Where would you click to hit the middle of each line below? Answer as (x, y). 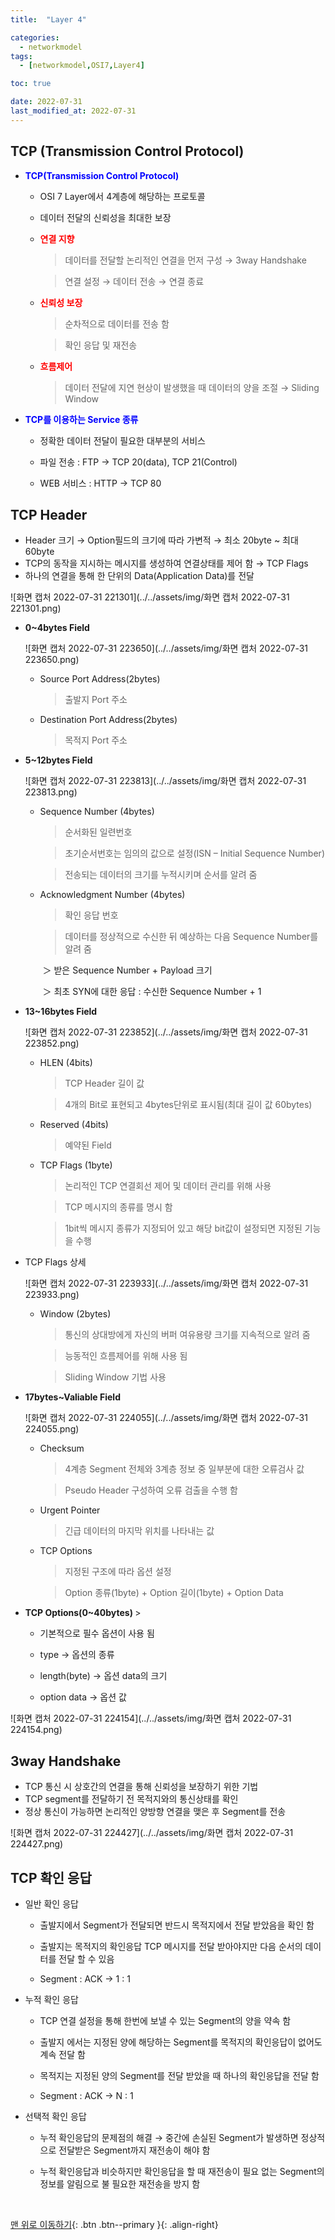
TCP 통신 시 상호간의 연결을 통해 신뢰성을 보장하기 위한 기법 (141, 1787)
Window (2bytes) (75, 1314)
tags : (21, 56)
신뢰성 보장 (61, 302)
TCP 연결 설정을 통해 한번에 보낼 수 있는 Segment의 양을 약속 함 (165, 2020)
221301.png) (36, 608)
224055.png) (52, 1429)
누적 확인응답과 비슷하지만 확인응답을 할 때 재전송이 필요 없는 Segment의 (182, 2171)
